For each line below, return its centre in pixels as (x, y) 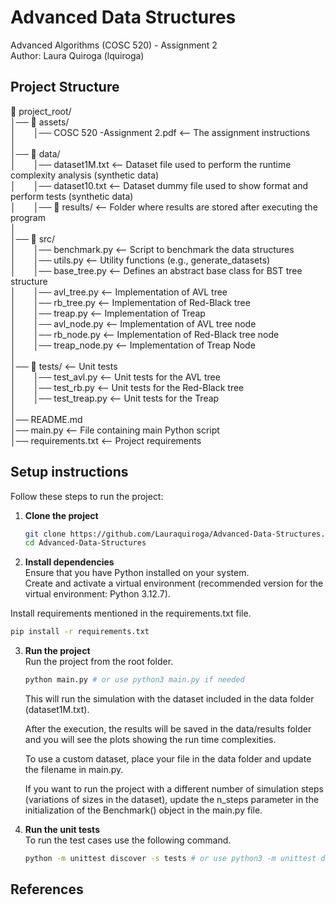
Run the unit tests (62, 830)
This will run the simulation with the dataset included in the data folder (169, 699)
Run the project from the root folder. (99, 662)
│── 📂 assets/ (40, 122)
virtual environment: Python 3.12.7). (97, 594)
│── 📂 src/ (33, 238)
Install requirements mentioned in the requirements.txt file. (131, 613)
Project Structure (65, 87)
